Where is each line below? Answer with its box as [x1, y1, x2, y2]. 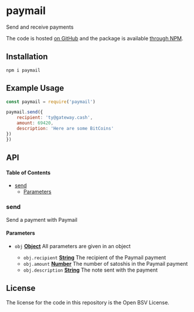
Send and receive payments [6, 23, 74, 30]
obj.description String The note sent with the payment [23, 266, 158, 273]
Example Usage [6, 83, 64, 93]
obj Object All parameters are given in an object [14, 242, 131, 249]
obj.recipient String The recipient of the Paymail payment [23, 253, 166, 261]
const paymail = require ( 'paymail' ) [6, 98, 96, 105]
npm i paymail [6, 67, 41, 73]
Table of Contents [6, 169, 51, 176]
